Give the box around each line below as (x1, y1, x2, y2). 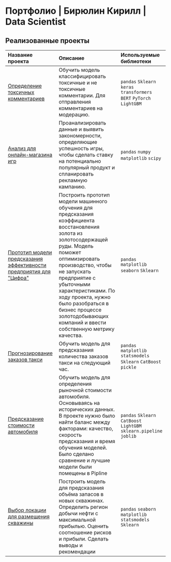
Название (8, 52, 33, 58)
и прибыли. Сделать (58, 535, 109, 542)
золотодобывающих (58, 313, 109, 320)
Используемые (120, 52, 160, 58)
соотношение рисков (58, 529, 112, 536)
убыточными (58, 281, 91, 288)
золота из (58, 230, 83, 237)
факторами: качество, (58, 425, 113, 432)
